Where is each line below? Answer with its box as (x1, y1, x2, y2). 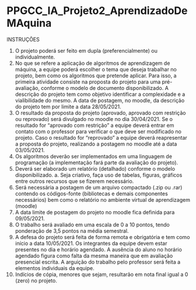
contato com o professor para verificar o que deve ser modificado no (15, 127, 181, 135)
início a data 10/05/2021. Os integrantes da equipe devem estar (15, 240, 167, 247)
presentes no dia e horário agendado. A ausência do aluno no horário (15, 246, 183, 253)
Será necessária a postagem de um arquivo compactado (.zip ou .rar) (15, 184, 183, 191)
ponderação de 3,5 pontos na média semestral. (15, 227, 129, 234)
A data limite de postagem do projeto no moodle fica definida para (15, 209, 175, 216)
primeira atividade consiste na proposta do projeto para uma (15, 78, 161, 85)
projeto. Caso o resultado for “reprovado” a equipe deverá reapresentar (15, 134, 187, 141)
